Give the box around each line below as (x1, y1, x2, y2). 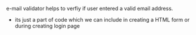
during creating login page (14, 23, 80, 29)
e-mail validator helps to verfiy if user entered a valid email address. (6, 5, 173, 12)
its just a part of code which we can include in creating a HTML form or (14, 16, 190, 23)
